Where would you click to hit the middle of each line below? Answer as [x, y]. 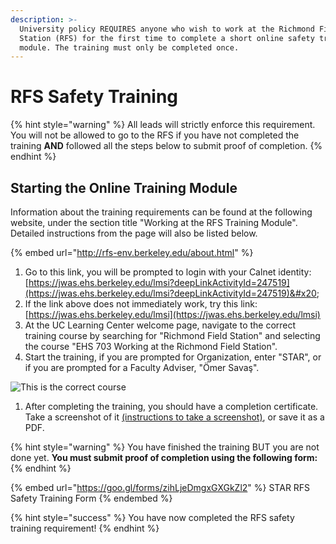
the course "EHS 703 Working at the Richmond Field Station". [151, 346]
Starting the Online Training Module [124, 187]
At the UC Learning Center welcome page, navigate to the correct [160, 325]
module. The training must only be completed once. [129, 47]
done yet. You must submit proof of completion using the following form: [164, 457]
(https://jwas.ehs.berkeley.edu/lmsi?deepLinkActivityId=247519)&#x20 [170, 293]
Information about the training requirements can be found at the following [161, 212]
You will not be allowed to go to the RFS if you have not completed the [155, 135]
